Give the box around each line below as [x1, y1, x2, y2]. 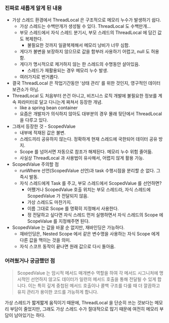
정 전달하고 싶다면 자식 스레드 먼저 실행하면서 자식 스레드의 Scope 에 [27, 212, 163, 218]
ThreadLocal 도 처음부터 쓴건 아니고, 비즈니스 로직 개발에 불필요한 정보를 [12, 93, 157, 99]
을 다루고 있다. [19, 117, 49, 123]
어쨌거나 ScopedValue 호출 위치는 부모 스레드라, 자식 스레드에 [27, 187, 151, 193]
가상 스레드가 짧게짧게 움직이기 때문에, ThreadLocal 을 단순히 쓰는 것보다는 [5, 299, 154, 305]
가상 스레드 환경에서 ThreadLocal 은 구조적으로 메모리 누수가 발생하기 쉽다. [12, 17, 161, 23]
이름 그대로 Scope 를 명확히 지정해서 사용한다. [27, 206, 119, 212]
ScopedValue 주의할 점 [12, 161, 59, 167]
